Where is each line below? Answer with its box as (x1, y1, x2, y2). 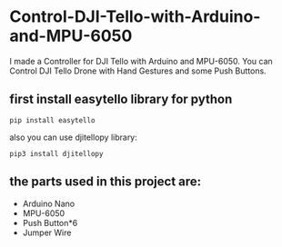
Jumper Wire (22, 227, 72, 238)
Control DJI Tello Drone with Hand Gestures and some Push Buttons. (9, 65, 267, 76)
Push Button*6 (22, 217, 78, 228)
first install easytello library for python (9, 92, 233, 107)
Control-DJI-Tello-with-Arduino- (9, 6, 261, 27)
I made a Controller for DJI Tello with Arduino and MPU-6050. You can (9, 55, 273, 66)
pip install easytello (9, 115, 96, 124)
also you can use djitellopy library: (9, 132, 138, 143)
